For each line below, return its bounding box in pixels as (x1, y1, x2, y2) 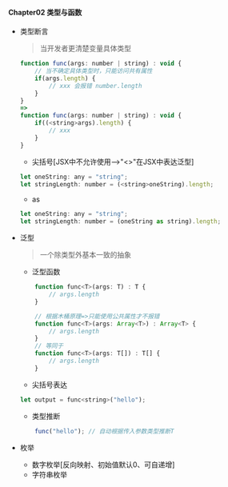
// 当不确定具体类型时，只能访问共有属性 (34, 67, 153, 75)
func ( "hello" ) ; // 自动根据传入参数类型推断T (34, 427, 174, 435)
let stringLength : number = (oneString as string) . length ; (19, 218, 222, 226)
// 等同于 (34, 342, 64, 350)
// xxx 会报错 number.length (49, 82, 142, 90)
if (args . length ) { (34, 74, 96, 82)
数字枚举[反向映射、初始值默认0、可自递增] (31, 460, 175, 469)
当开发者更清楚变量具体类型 (39, 44, 132, 54)
